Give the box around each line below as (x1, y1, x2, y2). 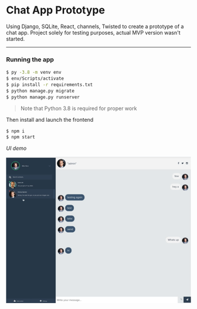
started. (6, 35, 25, 42)
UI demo (6, 145, 27, 152)
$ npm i (6, 128, 25, 134)
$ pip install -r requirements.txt (6, 81, 93, 88)
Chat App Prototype (6, 4, 106, 17)
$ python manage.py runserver (6, 94, 80, 100)
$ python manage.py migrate (6, 88, 75, 94)
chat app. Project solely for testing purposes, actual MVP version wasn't (6, 29, 181, 36)
